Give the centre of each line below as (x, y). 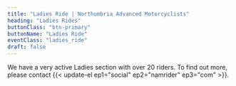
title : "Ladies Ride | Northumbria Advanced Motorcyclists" (99, 14)
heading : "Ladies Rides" (44, 21)
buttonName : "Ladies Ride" (47, 34)
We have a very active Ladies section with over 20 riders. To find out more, (118, 67)
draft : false (27, 47)
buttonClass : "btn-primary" (49, 27)
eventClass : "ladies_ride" (47, 41)
